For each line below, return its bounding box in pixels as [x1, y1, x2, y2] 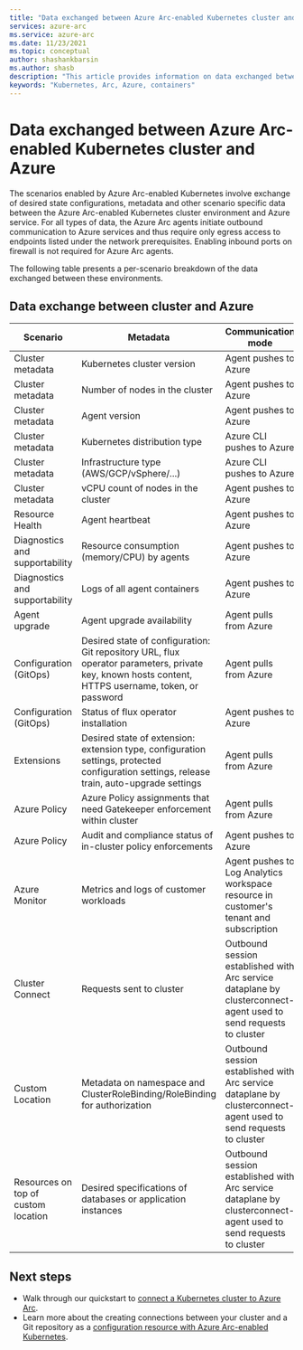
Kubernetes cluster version [80, 358, 196, 371]
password [80, 691, 124, 703]
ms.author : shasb [9, 64, 75, 73]
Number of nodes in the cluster [80, 383, 214, 396]
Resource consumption [80, 540, 180, 552]
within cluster [80, 815, 139, 827]
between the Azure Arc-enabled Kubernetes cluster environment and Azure [9, 207, 290, 218]
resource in [225, 889, 273, 902]
